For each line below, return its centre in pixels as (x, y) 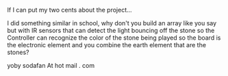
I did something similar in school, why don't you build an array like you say (112, 23)
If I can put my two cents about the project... (69, 10)
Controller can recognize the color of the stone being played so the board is (114, 38)
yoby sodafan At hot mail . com (51, 65)
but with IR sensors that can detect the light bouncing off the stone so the (111, 30)
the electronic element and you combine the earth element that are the (107, 45)
